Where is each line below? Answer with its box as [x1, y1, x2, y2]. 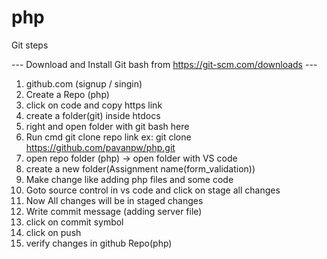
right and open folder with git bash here [25, 120, 190, 132]
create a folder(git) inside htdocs [25, 109, 161, 121]
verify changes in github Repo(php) [25, 237, 173, 249]
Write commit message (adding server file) [25, 205, 203, 217]
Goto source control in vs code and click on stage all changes [25, 184, 281, 196]
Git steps [11, 39, 49, 51]
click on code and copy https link [25, 99, 163, 111]
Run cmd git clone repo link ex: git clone [25, 131, 192, 143]
